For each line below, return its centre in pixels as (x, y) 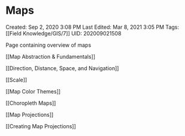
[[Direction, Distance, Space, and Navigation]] (62, 68)
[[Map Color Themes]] (33, 91)
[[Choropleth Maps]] (31, 103)
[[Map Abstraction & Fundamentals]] (51, 56)
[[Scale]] (16, 80)
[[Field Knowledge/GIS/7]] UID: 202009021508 (63, 33)
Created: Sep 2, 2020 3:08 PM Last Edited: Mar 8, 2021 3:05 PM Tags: (92, 27)
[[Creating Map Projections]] (41, 126)
